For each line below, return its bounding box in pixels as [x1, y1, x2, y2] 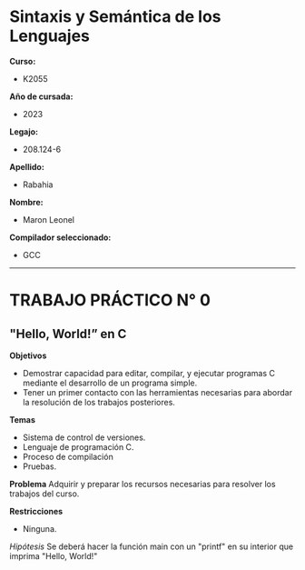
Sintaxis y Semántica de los [9, 6, 221, 27]
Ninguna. [22, 523, 57, 534]
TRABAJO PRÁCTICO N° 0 [9, 290, 212, 311]
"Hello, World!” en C [9, 325, 127, 342]
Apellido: [9, 161, 45, 172]
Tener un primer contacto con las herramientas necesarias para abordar [22, 386, 293, 397]
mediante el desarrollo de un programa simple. [22, 377, 198, 388]
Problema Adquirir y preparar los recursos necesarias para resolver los [9, 478, 276, 489]
